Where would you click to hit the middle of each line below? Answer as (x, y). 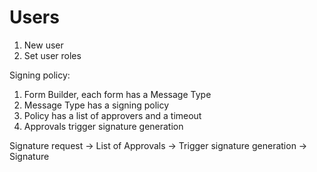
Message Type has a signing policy (96, 105)
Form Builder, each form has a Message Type (117, 94)
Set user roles (52, 55)
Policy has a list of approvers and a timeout (112, 115)
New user (43, 45)
